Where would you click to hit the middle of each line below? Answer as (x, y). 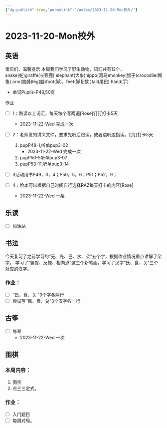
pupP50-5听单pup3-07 (43, 157)
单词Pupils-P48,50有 (34, 92)
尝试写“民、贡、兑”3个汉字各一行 (46, 301)
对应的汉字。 (18, 269)
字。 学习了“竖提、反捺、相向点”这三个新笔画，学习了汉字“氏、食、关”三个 (82, 262)
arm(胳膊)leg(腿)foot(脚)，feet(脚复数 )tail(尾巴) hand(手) (71, 81)
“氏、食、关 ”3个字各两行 (38, 295)
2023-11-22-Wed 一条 (42, 196)
